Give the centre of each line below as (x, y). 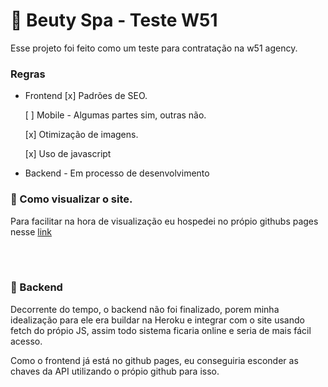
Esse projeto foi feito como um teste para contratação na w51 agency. (154, 48)
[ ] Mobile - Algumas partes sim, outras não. (115, 115)
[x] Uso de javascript (68, 154)
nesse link (31, 231)
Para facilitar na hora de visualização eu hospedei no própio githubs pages (164, 221)
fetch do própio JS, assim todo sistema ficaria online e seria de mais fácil (161, 330)
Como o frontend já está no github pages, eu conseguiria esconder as (154, 360)
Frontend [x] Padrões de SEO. (86, 96)
